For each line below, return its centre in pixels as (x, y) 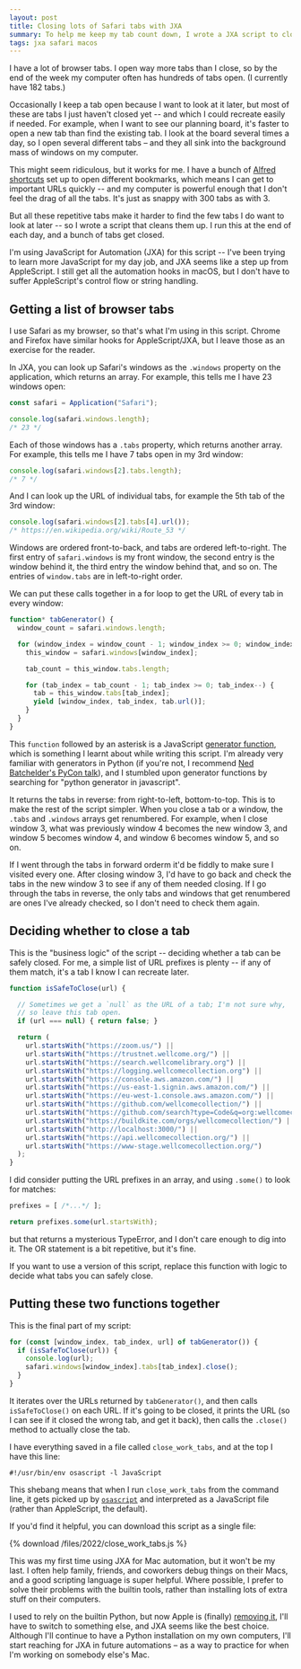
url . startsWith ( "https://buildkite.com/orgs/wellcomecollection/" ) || (160, 1121)
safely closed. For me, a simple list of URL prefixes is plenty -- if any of (140, 962)
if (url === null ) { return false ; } (88, 1021)
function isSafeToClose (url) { (68, 988)
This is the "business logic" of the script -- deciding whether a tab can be (145, 952)
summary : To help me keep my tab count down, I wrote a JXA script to (144, 34)
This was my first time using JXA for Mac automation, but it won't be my (142, 1560)
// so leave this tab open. (70, 1013)
